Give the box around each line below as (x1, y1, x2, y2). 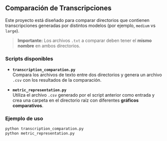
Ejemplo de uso (5, 115, 43, 122)
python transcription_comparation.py (5, 127, 84, 132)
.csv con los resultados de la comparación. (12, 77, 101, 83)
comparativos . (12, 103, 43, 109)
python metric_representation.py (5, 131, 75, 136)
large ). (5, 27, 19, 34)
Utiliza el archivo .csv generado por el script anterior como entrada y (12, 92, 155, 98)
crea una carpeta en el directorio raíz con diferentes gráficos (12, 97, 139, 104)
